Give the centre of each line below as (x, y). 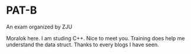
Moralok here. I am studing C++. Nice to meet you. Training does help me (96, 38)
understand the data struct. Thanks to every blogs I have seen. (82, 45)
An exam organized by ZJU (39, 27)
